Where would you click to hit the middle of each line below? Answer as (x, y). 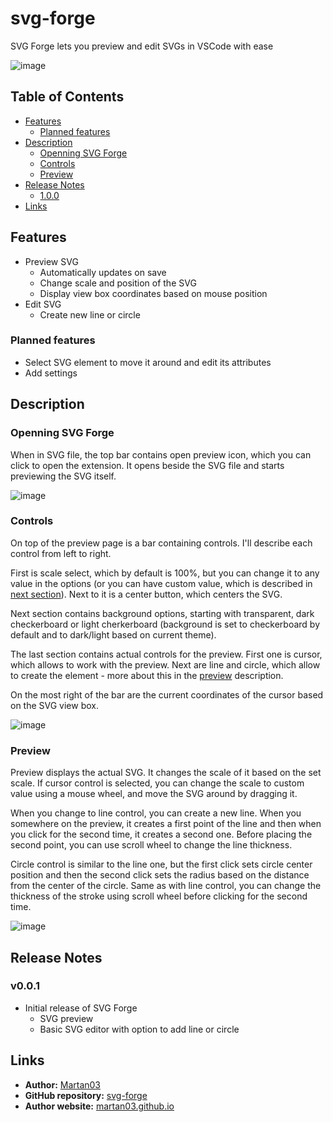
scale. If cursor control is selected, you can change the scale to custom (157, 783)
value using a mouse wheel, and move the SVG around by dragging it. (154, 794)
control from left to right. (61, 553)
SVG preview (66, 1018)
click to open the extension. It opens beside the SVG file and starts (147, 465)
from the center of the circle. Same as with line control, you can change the (166, 886)
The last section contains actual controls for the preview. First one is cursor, (166, 654)
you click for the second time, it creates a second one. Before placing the (161, 834)
